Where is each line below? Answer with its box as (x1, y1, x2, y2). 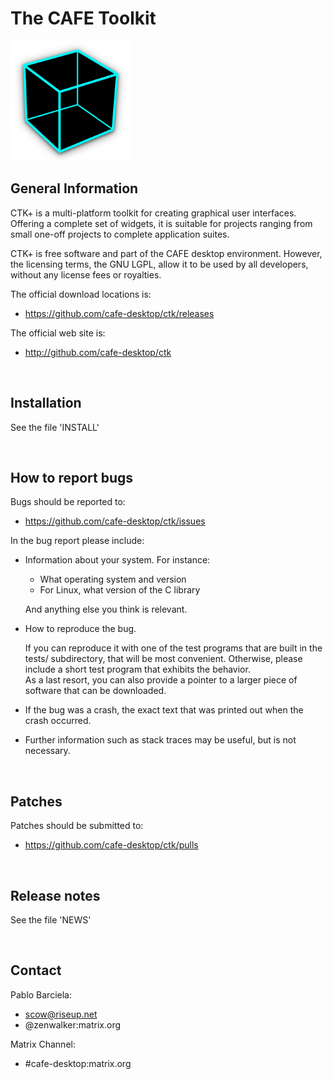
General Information (10, 180, 139, 197)
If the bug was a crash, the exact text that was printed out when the (24, 704, 304, 716)
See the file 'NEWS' (10, 914, 92, 926)
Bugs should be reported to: (10, 496, 126, 508)
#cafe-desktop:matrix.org (24, 1057, 132, 1069)
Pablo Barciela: (10, 988, 72, 1001)
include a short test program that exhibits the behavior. (24, 663, 251, 676)
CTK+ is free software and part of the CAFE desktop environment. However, (10, 247, 323, 259)
